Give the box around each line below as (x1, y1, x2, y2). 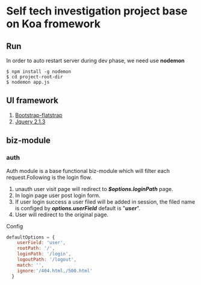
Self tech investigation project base (6, 4, 188, 18)
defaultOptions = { (6, 234, 55, 240)
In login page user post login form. (14, 192, 100, 199)
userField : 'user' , (17, 240, 66, 246)
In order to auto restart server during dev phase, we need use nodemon (6, 57, 185, 64)
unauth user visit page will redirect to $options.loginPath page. (14, 185, 173, 192)
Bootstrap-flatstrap (14, 111, 63, 119)
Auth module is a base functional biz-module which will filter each (6, 167, 170, 174)
